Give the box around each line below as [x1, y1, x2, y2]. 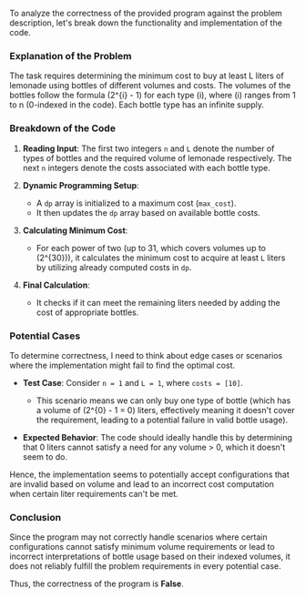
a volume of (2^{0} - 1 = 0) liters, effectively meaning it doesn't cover [36, 404, 296, 415]
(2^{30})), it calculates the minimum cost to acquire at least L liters [36, 252, 286, 263]
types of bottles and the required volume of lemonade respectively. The [22, 152, 292, 163]
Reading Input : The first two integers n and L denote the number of [22, 143, 275, 154]
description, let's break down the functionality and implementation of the [9, 17, 282, 28]
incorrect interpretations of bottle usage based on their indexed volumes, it [9, 551, 290, 563]
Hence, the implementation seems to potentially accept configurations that [9, 469, 290, 480]
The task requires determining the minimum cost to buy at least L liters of [9, 70, 284, 81]
